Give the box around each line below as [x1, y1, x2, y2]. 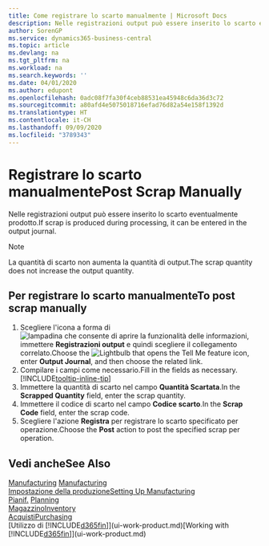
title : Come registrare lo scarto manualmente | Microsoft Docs [8, 11, 227, 20]
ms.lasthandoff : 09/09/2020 [8, 123, 102, 131]
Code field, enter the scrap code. [19, 408, 130, 418]
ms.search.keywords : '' [8, 71, 88, 79]
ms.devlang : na [8, 49, 59, 57]
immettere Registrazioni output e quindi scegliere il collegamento [19, 340, 238, 350]
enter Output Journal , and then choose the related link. [19, 357, 203, 366]
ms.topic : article [8, 42, 70, 50]
